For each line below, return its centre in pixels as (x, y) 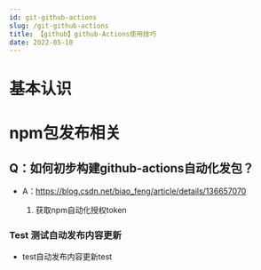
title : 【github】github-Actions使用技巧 (83, 34)
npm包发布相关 (65, 133)
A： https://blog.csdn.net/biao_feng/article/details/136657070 (134, 191)
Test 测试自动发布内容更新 (66, 235)
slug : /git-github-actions (59, 26)
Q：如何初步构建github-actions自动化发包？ (132, 168)
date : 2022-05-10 (41, 42)
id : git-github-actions (53, 17)
